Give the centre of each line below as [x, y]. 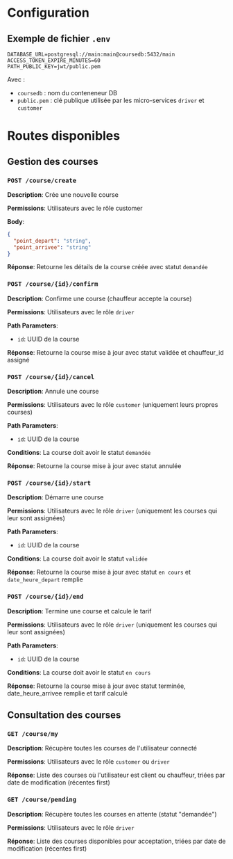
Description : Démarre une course [55, 497]
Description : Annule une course [53, 391]
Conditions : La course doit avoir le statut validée [77, 559]
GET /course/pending [42, 800]
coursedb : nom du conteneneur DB [67, 93]
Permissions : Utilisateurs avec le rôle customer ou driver [88, 762]
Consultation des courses [64, 715]
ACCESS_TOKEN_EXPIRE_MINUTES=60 [54, 61]
